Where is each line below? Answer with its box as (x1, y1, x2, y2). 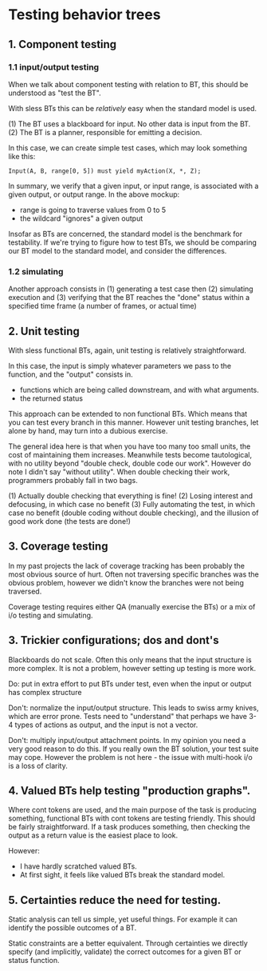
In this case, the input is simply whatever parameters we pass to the (8, 361, 232, 370)
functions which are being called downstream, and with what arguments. (19, 385, 259, 394)
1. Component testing (8, 38, 117, 51)
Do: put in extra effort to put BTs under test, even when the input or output (8, 678, 252, 689)
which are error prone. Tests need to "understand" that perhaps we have (8, 711, 247, 721)
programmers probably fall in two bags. (8, 475, 138, 485)
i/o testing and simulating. (8, 610, 93, 620)
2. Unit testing (8, 324, 80, 338)
